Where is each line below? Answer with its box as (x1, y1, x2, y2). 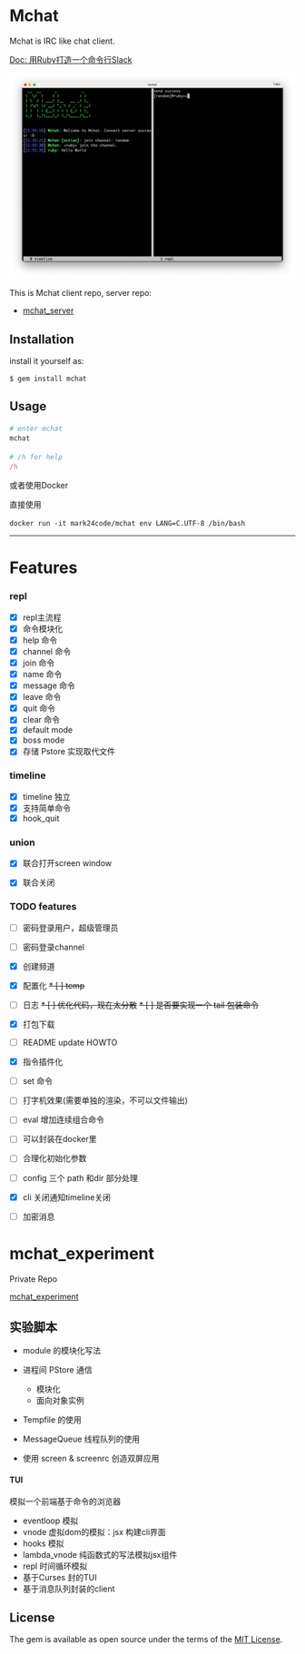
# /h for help (9, 453, 64, 462)
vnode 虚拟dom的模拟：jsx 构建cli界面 (22, 1526, 166, 1537)
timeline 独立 (22, 791, 71, 802)
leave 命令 (22, 692, 62, 703)
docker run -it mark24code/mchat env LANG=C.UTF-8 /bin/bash (9, 519, 246, 528)
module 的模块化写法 (22, 1345, 102, 1356)
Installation (9, 331, 74, 347)
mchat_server (22, 305, 74, 316)
